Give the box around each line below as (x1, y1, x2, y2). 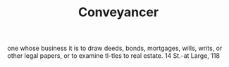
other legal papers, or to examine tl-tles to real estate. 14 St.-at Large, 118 (7, 51, 221, 60)
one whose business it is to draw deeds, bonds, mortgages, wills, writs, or (7, 44, 223, 53)
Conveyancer (78, 4, 159, 20)
